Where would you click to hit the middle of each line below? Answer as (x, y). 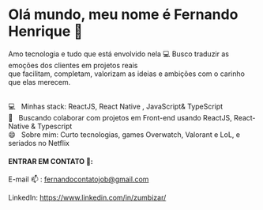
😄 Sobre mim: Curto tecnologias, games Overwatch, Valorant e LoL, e (124, 134)
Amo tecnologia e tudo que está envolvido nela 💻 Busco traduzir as (118, 54)
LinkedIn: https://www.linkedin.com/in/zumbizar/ (87, 198)
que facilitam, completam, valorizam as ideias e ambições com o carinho (126, 74)
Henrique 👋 (45, 31)
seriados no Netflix (39, 143)
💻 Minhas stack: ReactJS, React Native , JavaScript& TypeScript (116, 106)
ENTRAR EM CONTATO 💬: (51, 161)
